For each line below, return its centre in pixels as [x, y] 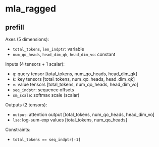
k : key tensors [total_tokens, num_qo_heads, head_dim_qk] [74, 79]
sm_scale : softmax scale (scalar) [46, 95]
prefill [15, 27]
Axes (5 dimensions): [27, 39]
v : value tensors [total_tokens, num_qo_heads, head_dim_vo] [75, 84]
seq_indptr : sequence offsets [43, 90]
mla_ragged [31, 9]
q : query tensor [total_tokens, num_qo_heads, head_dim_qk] [75, 74]
